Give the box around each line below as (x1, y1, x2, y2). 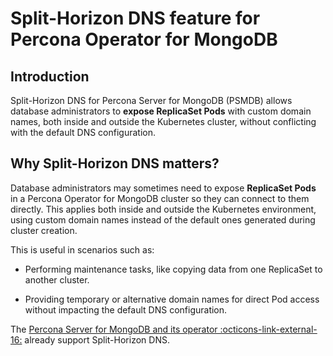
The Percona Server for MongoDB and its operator (10, 323, 218, 335)
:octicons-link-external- (219, 323, 318, 335)
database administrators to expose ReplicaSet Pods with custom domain (10, 105, 312, 117)
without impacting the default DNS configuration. (24, 303, 228, 316)
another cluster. (24, 273, 90, 286)
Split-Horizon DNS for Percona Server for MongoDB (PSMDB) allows (10, 95, 293, 106)
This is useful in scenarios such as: (10, 243, 155, 256)
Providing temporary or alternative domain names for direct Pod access (24, 293, 320, 305)
